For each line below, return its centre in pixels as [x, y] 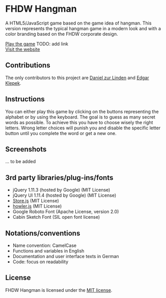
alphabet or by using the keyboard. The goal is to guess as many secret [80, 117]
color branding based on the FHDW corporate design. [62, 34]
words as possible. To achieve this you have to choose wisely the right [79, 122]
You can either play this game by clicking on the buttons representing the [82, 111]
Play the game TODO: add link [37, 43]
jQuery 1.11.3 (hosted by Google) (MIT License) [61, 190]
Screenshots [26, 149]
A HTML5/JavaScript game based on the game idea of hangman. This [78, 23]
